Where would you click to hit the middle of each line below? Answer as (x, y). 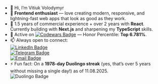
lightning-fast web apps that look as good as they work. (68, 18)
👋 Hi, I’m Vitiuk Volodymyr (37, 8)
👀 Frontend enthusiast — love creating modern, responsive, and (77, 13)
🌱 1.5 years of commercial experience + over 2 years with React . (77, 24)
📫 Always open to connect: (39, 40)
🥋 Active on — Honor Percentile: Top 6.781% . (78, 34)
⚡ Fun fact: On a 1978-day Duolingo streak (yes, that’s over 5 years (80, 64)
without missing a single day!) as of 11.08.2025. (59, 71)
